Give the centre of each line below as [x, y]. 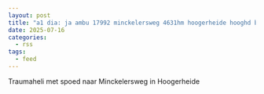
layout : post [29, 15]
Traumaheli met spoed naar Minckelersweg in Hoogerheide [104, 81]
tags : [17, 52]
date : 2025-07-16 [37, 30]
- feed [26, 60]
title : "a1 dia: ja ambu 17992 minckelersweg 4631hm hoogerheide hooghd [130, 23]
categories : [27, 37]
